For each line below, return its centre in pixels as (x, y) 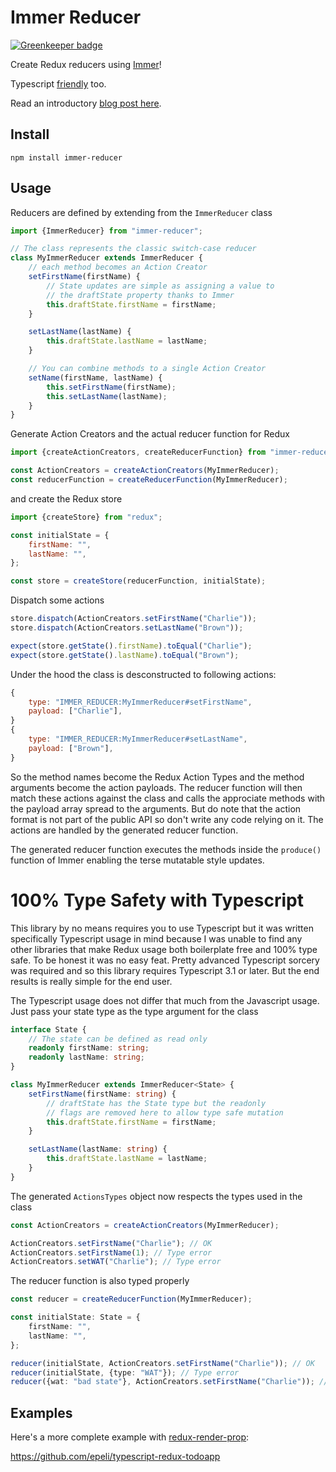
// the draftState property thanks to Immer (140, 295)
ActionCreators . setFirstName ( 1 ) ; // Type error (111, 1252)
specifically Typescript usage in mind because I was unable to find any (156, 938)
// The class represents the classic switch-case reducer (133, 249)
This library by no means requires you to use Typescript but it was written (162, 928)
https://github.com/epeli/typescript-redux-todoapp (115, 1457)
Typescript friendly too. (58, 83)
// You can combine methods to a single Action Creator (147, 369)
